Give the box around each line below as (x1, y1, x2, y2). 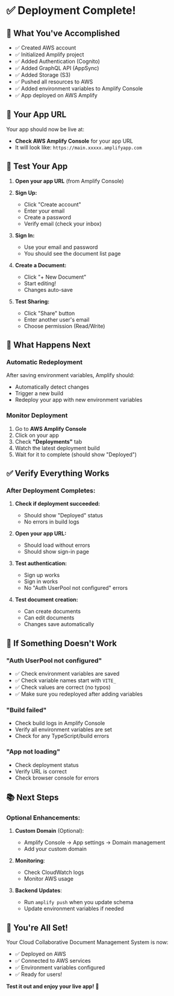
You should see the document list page (23, 250, 121, 257)
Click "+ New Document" (23, 273, 87, 280)
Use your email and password (23, 243, 98, 251)
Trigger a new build (14, 390, 63, 397)
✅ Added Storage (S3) (14, 71, 71, 79)
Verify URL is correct (14, 768, 67, 775)
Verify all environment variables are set (14, 726, 113, 733)
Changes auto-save (23, 286, 73, 293)
